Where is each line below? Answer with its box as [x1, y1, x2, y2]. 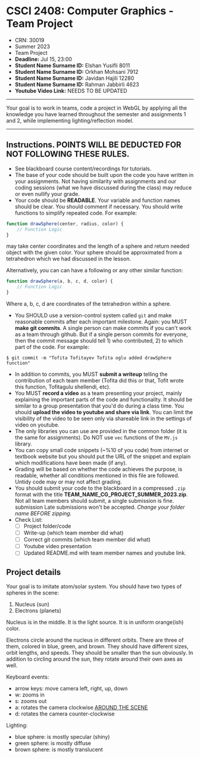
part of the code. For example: [14, 344, 90, 350]
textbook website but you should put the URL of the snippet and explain [14, 453, 191, 460]
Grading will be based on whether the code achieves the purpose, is [14, 466, 183, 472]
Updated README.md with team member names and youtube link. [23, 549, 186, 556]
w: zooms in [14, 691, 45, 698]
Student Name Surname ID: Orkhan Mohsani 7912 [14, 68, 139, 75]
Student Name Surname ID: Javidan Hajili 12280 [14, 74, 135, 82]
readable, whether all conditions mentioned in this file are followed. [14, 472, 180, 479]
